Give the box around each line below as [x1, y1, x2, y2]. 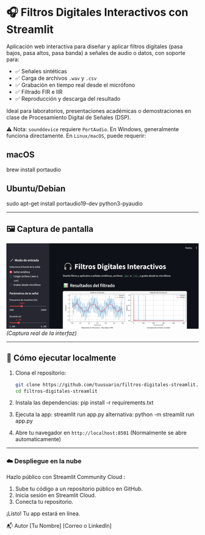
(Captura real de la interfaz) [6, 329, 77, 337]
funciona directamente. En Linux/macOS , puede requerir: [6, 132, 146, 139]
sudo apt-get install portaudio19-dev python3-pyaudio [6, 199, 143, 207]
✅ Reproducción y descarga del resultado [15, 95, 121, 102]
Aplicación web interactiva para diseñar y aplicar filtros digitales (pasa [6, 43, 183, 50]
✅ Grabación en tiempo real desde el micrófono [15, 81, 135, 88]
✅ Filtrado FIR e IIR [15, 88, 63, 95]
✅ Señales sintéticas [15, 67, 67, 74]
